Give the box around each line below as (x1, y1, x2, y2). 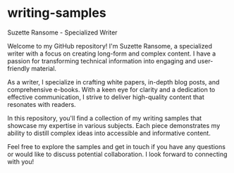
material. (31, 64, 57, 72)
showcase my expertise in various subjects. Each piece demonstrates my (7, 121, 221, 129)
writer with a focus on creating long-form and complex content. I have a (7, 49, 216, 58)
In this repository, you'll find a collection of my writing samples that (7, 114, 202, 122)
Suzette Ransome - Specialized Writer (7, 28, 118, 37)
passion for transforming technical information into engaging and (7, 56, 196, 65)
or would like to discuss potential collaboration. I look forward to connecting (7, 150, 228, 158)
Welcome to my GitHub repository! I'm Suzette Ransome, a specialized (7, 41, 213, 50)
